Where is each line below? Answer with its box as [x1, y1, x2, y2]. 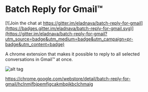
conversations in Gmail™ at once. [5, 56, 73, 62]
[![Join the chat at [5, 20, 42, 26]
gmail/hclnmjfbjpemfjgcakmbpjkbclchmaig [5, 81, 93, 87]
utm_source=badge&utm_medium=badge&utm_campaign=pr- [5, 36, 133, 42]
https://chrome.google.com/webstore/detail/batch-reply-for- [5, 75, 131, 81]
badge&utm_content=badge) [5, 41, 65, 47]
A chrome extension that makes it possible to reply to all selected [5, 51, 140, 57]
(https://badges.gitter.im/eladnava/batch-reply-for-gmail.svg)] [5, 25, 134, 31]
